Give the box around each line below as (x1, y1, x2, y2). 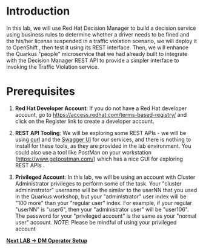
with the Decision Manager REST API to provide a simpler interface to (6, 57, 179, 64)
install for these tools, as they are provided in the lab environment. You (15, 142, 191, 150)
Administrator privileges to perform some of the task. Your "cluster (15, 179, 182, 187)
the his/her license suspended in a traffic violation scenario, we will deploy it (6, 37, 197, 44)
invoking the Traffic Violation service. (6, 63, 99, 71)
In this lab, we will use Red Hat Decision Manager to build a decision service (6, 24, 196, 32)
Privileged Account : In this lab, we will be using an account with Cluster (15, 173, 196, 181)
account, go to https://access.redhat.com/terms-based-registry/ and (15, 111, 187, 118)
